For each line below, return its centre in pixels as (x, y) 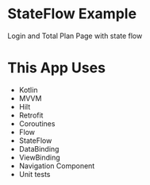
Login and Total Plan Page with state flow (75, 36)
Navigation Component (57, 166)
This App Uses (57, 68)
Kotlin (28, 90)
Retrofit (31, 115)
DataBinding (39, 148)
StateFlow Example (72, 14)
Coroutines (37, 123)
